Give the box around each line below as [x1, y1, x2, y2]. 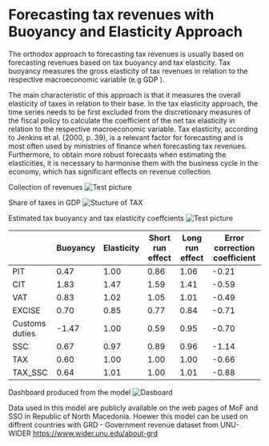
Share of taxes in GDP [8, 198, 82, 207]
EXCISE [12, 304, 41, 315]
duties [12, 327, 36, 339]
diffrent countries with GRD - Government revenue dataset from [8, 420, 219, 429]
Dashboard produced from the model [8, 387, 131, 397]
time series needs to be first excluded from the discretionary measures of [8, 106, 251, 117]
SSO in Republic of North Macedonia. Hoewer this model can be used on [8, 411, 248, 421]
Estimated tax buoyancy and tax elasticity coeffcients [8, 213, 184, 223]
